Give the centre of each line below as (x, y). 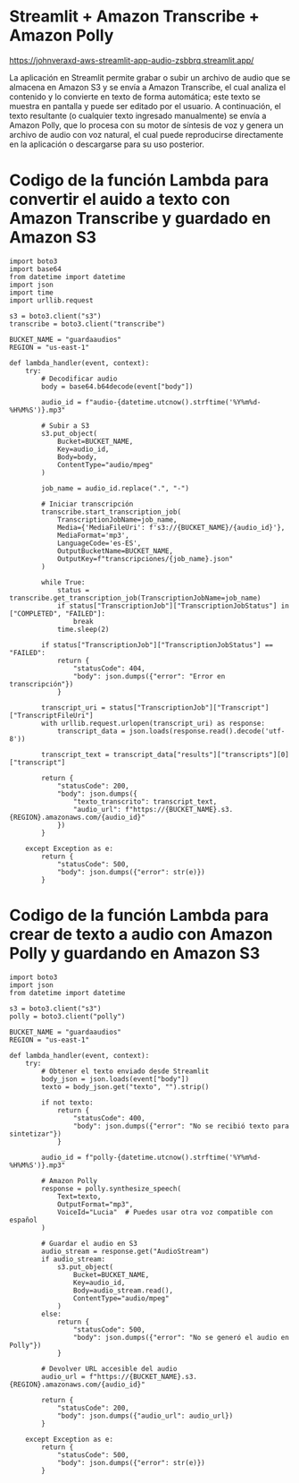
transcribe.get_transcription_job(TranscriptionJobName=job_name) (135, 598)
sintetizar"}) (36, 1134)
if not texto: (67, 1103)
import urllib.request (51, 300)
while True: (64, 582)
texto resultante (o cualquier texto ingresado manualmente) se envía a (138, 115)
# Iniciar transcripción (87, 504)
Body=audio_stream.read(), (123, 1291)
